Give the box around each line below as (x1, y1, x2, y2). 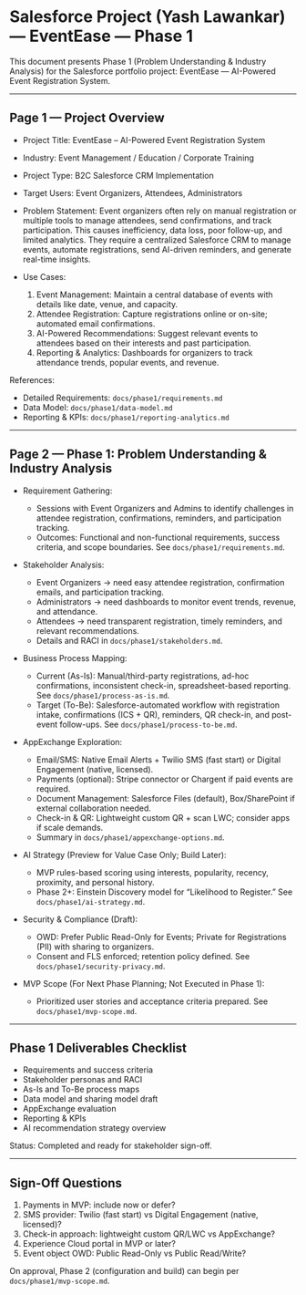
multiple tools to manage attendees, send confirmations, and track (22, 214, 272, 225)
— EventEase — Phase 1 (9, 26, 194, 47)
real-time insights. (22, 254, 91, 264)
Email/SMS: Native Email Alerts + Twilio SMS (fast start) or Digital (36, 754, 281, 765)
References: (9, 374, 55, 385)
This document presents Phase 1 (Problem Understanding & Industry (9, 56, 267, 67)
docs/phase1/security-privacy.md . (36, 960, 166, 971)
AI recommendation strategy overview (22, 1123, 167, 1134)
